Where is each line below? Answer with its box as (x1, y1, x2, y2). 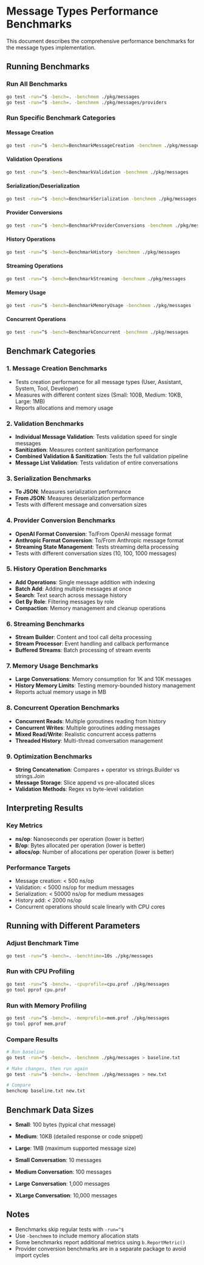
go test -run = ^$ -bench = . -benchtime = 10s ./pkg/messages (6, 952, 154, 959)
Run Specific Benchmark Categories (6, 114, 116, 122)
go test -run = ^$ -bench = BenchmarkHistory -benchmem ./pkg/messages (6, 249, 181, 255)
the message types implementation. (6, 44, 96, 51)
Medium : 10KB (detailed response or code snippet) (15, 1132, 143, 1140)
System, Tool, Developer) (15, 384, 79, 392)
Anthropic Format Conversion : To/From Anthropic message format (15, 536, 184, 544)
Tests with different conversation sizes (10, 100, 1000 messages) (15, 550, 177, 557)
